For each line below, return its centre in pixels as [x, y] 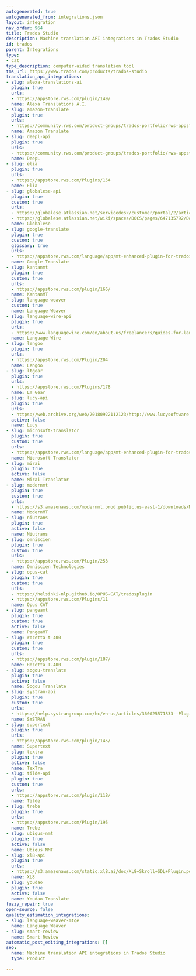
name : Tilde [26, 801]
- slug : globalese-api [34, 191]
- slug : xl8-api [26, 855]
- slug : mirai [23, 463]
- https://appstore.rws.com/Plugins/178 [61, 387]
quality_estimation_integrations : [48, 915]
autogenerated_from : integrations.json [55, 17]
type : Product [28, 959]
